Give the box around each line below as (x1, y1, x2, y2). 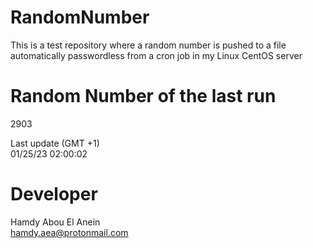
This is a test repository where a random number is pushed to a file (10, 39, 287, 51)
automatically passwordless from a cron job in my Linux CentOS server (10, 49, 303, 61)
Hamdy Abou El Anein (10, 216, 101, 228)
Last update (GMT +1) (10, 137, 100, 149)
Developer (10, 183, 98, 206)
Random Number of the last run (10, 85, 277, 108)
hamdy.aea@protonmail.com (10, 226, 129, 238)
